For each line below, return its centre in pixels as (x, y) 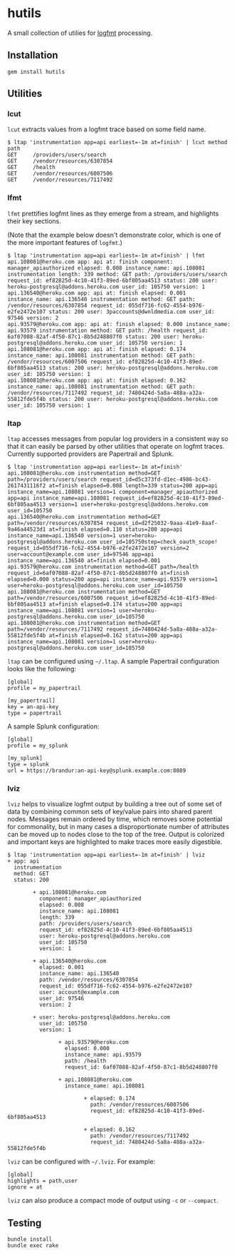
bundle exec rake (33, 1246)
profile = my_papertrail (44, 689)
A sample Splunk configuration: (53, 726)
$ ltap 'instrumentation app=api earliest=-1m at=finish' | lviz (106, 855)
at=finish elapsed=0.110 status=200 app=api (116, 529)
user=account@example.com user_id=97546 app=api (81, 554)
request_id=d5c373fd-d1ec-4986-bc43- (156, 479)
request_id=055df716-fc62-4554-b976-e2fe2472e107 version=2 (99, 548)
